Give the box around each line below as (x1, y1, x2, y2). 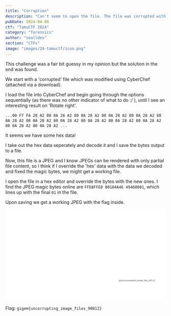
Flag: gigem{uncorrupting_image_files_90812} (5, 305, 102, 311)
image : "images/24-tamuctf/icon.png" (5, 46, 86, 51)
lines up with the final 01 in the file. (5, 189, 78, 195)
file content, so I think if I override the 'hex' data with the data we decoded (5, 163, 162, 169)
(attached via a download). (5, 81, 62, 88)
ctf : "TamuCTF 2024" (5, 25, 50, 30)
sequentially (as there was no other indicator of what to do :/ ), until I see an (5, 97, 165, 103)
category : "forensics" (5, 30, 54, 35)
